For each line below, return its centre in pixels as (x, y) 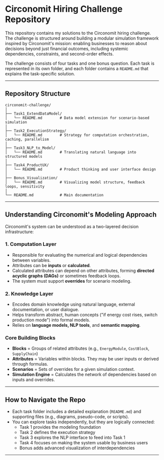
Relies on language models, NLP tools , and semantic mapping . (76, 325)
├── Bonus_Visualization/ (31, 178)
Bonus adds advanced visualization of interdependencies (77, 448)
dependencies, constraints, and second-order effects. (59, 54)
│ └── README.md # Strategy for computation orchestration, (77, 135)
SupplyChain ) (25, 354)
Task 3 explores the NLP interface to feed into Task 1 (72, 437)
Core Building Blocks (30, 338)
